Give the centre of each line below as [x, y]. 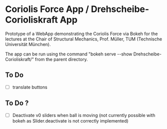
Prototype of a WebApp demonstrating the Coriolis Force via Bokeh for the [82, 33]
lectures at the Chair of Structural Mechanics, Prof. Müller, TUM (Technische [84, 39]
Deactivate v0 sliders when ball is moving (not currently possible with [84, 115]
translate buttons [30, 87]
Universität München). [28, 44]
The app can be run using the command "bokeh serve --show [69, 54]
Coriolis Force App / [47, 9]
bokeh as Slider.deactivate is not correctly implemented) [70, 120]
